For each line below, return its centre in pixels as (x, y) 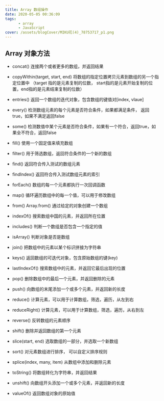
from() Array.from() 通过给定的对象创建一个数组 (60, 205)
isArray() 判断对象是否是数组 (41, 237)
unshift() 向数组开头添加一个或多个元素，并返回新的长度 (68, 383)
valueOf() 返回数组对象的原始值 (44, 393)
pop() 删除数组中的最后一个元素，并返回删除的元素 (63, 278)
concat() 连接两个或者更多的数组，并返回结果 (58, 66)
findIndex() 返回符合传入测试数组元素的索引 (56, 174)
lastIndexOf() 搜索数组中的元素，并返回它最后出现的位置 (69, 268)
